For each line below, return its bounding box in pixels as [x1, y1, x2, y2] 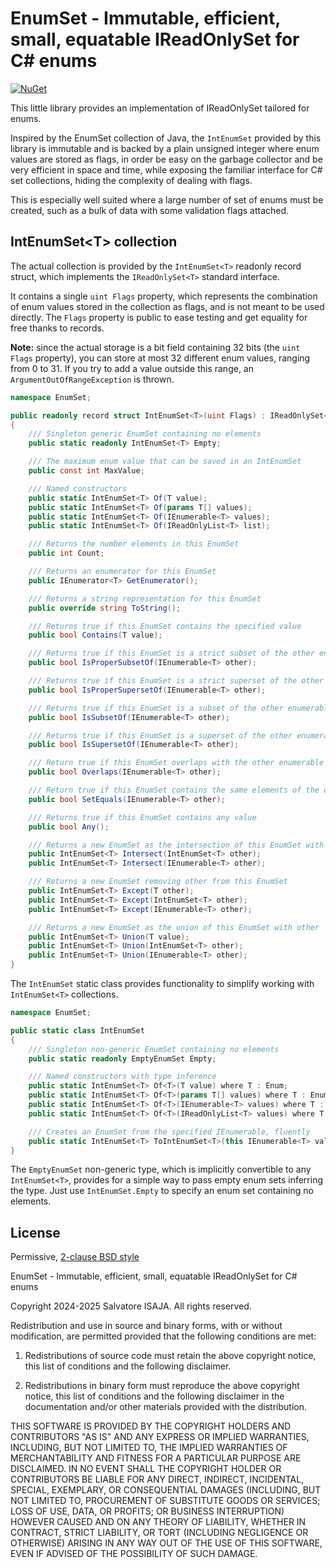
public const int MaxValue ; [28, 466, 145, 476]
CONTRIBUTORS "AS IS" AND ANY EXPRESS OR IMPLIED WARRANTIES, [10, 1431, 310, 1443]
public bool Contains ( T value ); [28, 630, 163, 641]
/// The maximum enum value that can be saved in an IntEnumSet [28, 457, 302, 467]
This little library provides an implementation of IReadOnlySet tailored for [10, 102, 310, 114]
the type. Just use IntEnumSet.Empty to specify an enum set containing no [10, 1185, 314, 1197]
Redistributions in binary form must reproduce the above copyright [24, 1380, 300, 1392]
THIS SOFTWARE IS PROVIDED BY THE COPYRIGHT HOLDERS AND [10, 1420, 292, 1432]
